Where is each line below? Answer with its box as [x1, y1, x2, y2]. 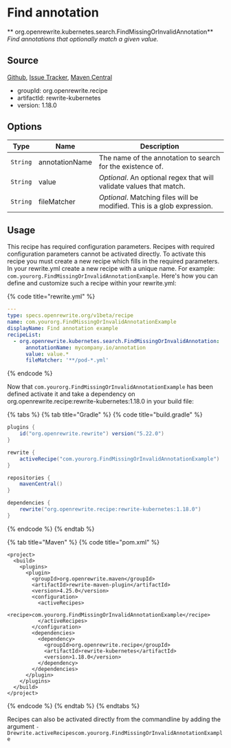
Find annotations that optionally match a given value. [7, 34, 159, 43]
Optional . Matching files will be [98, 192, 199, 202]
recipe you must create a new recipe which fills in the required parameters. [7, 257, 220, 265]
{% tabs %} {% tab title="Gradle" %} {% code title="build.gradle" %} [7, 410, 203, 419]
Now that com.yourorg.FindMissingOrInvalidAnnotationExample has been [7, 383, 213, 391]
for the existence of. [98, 162, 164, 171]
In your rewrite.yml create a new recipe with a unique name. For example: [7, 265, 215, 273]
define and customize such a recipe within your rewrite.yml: [7, 279, 177, 287]
